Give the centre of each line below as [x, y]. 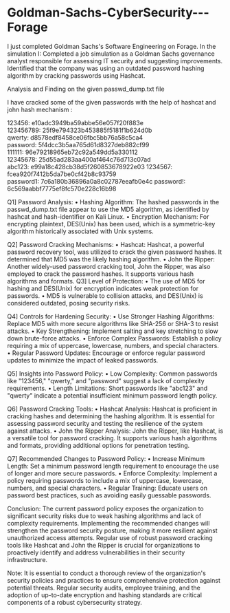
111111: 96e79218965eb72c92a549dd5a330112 [73, 152]
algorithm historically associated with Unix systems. [81, 231]
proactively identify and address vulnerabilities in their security [96, 552]
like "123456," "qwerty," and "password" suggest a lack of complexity [106, 380]
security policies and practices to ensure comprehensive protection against [114, 580]
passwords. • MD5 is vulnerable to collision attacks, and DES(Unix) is [105, 295]
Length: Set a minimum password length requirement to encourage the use [113, 466]
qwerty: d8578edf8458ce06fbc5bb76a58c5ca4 [75, 137]
